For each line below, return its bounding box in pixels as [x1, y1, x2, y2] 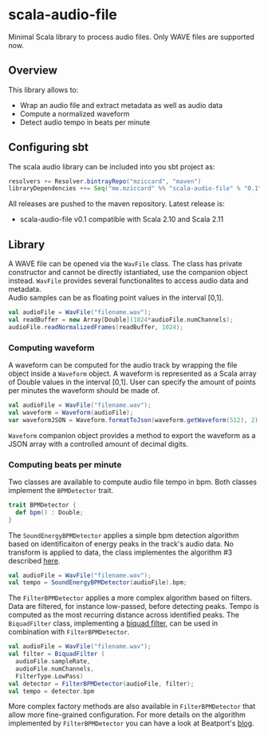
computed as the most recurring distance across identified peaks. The [8, 610, 239, 620]
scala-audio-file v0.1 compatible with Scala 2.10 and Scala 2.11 [19, 214, 224, 225]
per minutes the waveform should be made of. [8, 386, 160, 396]
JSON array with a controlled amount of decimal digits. [8, 439, 189, 448]
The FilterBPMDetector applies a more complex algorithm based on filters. [8, 593, 253, 603]
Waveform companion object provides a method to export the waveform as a [8, 430, 256, 440]
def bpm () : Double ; [15, 508, 84, 516]
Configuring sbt [8, 141, 89, 154]
